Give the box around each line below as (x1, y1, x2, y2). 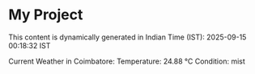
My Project (8, 6, 83, 24)
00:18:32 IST (8, 40, 51, 50)
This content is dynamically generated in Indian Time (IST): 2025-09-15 (8, 32, 247, 42)
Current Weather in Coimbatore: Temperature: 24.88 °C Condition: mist (8, 56, 245, 66)
